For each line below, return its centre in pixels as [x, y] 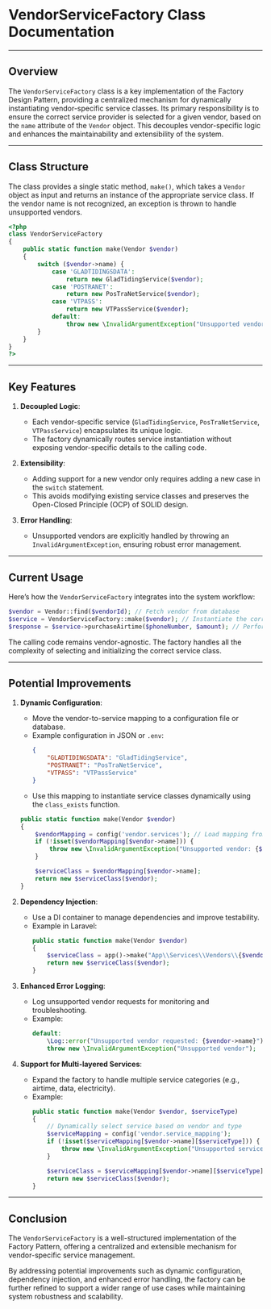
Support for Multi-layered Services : [81, 1064]
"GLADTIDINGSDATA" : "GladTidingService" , [117, 758]
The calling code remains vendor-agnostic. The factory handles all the [125, 642]
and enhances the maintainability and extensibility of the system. [116, 134]
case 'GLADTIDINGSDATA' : [93, 272]
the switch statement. [68, 488]
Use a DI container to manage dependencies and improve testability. [146, 917]
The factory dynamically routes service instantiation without [132, 439]
